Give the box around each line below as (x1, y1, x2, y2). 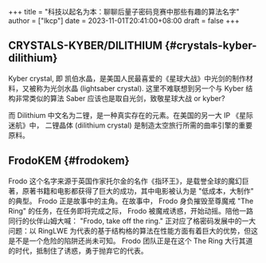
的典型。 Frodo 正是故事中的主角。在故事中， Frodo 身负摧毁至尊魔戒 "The (8, 196, 254, 206)
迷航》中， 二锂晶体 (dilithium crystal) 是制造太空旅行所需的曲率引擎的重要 (8, 120, 253, 130)
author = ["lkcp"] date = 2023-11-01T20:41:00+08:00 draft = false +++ (8, 16, 241, 26)
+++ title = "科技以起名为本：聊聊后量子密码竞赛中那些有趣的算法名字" (8, 7, 241, 16)
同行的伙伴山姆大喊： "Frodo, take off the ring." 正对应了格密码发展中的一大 (8, 216, 256, 226)
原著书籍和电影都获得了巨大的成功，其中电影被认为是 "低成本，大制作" (22, 186, 254, 195)
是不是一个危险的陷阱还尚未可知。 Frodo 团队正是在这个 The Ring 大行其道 (8, 236, 253, 245)
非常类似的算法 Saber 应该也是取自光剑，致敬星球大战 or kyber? (14, 93, 225, 103)
